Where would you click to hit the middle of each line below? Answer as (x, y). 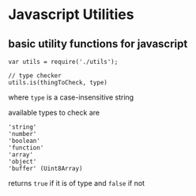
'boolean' (24, 141)
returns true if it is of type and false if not (76, 183)
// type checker (35, 76)
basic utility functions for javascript (98, 44)
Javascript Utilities (71, 15)
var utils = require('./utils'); (63, 62)
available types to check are (54, 113)
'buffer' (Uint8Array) (45, 168)
